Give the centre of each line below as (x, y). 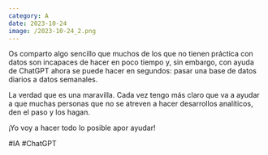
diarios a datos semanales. (53, 80)
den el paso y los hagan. (50, 112)
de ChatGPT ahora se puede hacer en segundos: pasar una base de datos (133, 71)
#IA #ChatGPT (32, 144)
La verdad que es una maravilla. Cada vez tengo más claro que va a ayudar (134, 95)
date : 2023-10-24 (38, 23)
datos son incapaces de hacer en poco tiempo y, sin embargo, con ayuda (131, 62)
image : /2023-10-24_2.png (52, 31)
